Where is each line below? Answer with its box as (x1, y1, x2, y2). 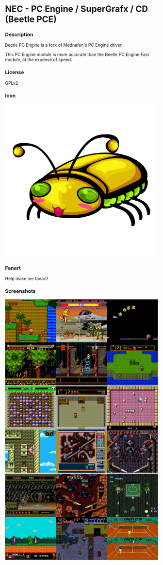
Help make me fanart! (5, 276, 49, 282)
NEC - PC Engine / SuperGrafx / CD (5, 3, 148, 15)
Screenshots (5, 288, 36, 295)
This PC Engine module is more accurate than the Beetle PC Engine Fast (5, 52, 149, 57)
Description (5, 31, 33, 38)
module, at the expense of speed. (5, 57, 72, 63)
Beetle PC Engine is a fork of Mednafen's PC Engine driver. (5, 42, 123, 48)
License (5, 69, 24, 76)
